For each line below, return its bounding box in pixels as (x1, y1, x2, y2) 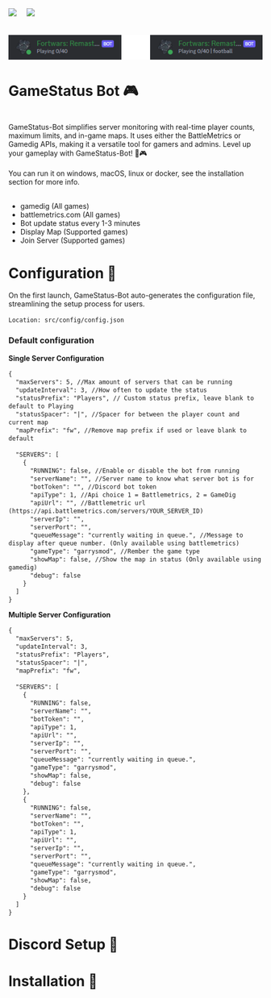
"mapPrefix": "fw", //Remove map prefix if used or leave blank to (15, 426, 248, 435)
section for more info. (8, 177, 81, 187)
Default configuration (8, 335, 94, 346)
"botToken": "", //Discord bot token (29, 483, 157, 491)
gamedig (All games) (19, 202, 90, 211)
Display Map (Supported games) (19, 227, 129, 237)
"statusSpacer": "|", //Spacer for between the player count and (15, 410, 240, 418)
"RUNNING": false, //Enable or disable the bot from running (29, 467, 240, 475)
